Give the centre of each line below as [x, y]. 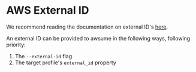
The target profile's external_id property [66, 62]
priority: [16, 45]
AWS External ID [48, 10]
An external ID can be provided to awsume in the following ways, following [98, 38]
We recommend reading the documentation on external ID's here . [87, 27]
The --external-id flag [43, 56]
